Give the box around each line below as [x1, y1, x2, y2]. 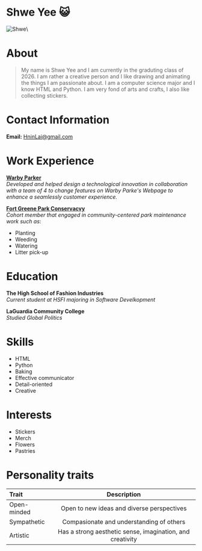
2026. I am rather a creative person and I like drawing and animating [20, 72, 191, 80]
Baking [14, 367, 32, 375]
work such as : [6, 217, 41, 225]
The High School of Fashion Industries [6, 289, 104, 297]
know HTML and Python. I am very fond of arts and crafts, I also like [20, 86, 190, 93]
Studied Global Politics [6, 314, 63, 321]
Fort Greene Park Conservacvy [6, 205, 85, 212]
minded [9, 508, 31, 516]
